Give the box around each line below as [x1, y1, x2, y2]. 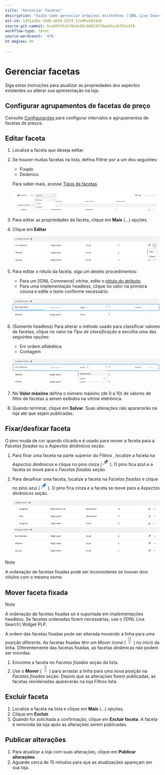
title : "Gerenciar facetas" [5, 8, 63, 13]
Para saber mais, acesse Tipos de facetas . [12, 181, 98, 187]
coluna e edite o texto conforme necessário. [19, 288, 109, 294]
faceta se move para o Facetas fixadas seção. [12, 466, 107, 472]
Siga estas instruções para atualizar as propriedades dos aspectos [5, 82, 140, 88]
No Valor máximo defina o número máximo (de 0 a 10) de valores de [12, 391, 151, 397]
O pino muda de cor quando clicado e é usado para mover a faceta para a [5, 437, 155, 443]
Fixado [19, 166, 33, 172]
